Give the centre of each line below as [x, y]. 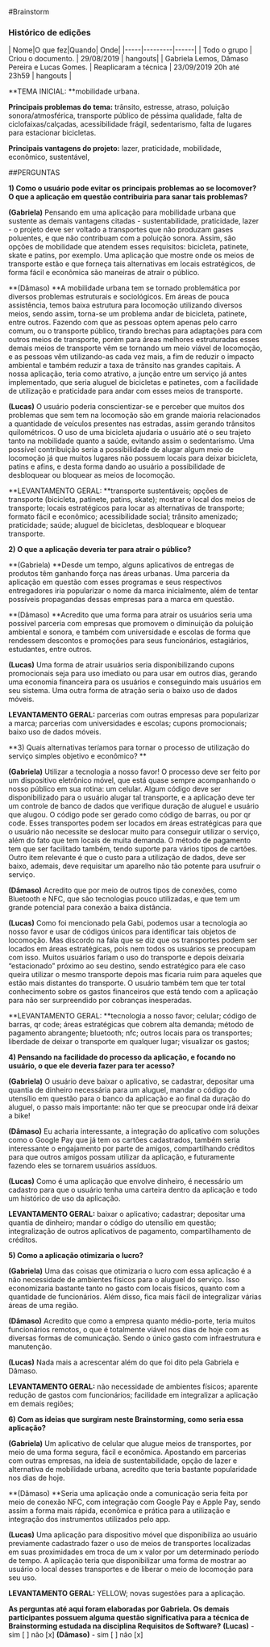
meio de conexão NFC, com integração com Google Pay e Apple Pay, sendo [135, 1502]
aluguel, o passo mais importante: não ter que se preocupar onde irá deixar [133, 1107]
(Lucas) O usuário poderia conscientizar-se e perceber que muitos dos [127, 407]
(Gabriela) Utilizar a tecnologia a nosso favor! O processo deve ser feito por [134, 772]
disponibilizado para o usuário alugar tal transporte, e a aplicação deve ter [132, 797]
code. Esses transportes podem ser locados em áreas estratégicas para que [135, 823]
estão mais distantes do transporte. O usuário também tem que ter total [127, 983]
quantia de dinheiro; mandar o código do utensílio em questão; [112, 1223]
